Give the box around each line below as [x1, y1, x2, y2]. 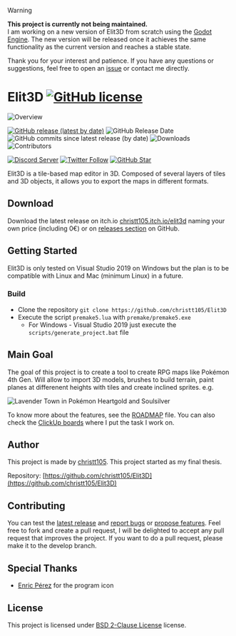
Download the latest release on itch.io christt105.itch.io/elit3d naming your [7, 216, 225, 225]
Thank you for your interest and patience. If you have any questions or [7, 56, 214, 65]
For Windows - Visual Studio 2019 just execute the [28, 320, 177, 329]
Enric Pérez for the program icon [17, 581, 114, 590]
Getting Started [7, 245, 78, 257]
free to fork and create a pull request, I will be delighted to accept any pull [7, 526, 225, 535]
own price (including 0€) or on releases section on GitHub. [7, 224, 180, 233]
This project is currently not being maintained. [7, 20, 148, 28]
